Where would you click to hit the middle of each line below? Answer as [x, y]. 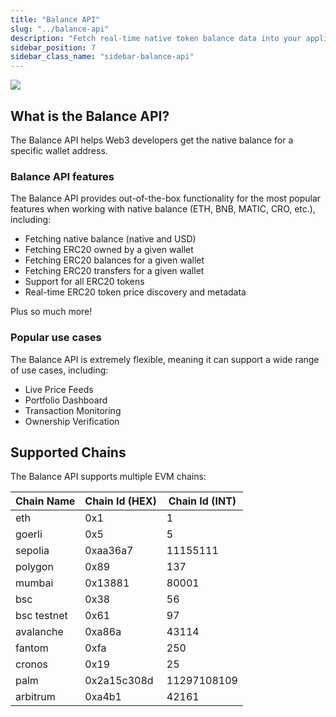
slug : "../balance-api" [60, 29]
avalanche [39, 632]
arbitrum [35, 697]
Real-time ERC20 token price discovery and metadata [135, 292]
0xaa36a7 [109, 551]
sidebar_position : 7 [53, 47]
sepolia [32, 551]
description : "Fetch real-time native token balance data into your [156, 38]
